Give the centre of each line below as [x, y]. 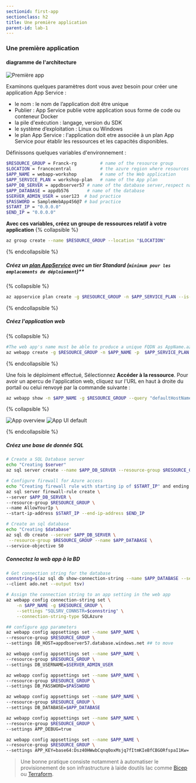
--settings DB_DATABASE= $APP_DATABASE [53, 708]
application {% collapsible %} [42, 230]
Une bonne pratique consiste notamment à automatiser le [90, 762]
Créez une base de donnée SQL [45, 445]
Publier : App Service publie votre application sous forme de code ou [97, 110]
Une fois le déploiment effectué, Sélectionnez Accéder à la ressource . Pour [97, 375]
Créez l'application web [36, 321]
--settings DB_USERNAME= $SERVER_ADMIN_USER [60, 665]
